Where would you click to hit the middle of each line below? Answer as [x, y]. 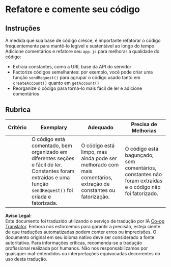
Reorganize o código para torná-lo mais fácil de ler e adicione [77, 88]
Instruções [23, 28]
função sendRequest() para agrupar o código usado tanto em [77, 77]
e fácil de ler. [47, 164]
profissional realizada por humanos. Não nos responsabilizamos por [77, 248]
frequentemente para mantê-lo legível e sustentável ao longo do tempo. [81, 46]
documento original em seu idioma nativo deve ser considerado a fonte [80, 237]
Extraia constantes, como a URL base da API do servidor [72, 67]
